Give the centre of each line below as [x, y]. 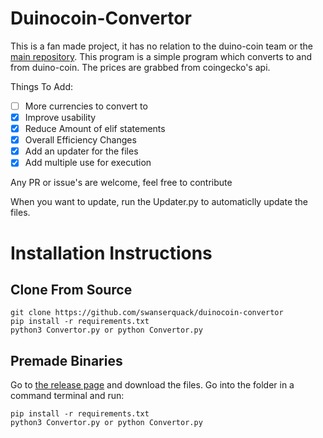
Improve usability [60, 117]
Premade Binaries [66, 360]
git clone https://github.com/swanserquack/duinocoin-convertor [147, 313]
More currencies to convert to [86, 106]
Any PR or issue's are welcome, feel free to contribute [121, 183]
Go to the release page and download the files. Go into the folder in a [152, 385]
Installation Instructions [111, 253]
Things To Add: [42, 86]
